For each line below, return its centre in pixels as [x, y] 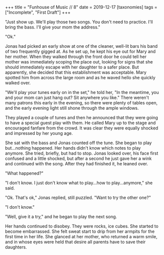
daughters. [16, 247]
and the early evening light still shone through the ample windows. [72, 108]
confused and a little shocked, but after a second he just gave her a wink [78, 159]
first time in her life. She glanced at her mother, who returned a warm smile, [81, 237]
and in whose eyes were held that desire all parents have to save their [75, 242]
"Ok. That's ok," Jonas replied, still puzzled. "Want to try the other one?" [78, 197]
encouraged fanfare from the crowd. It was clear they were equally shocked [82, 128]
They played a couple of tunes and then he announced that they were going [82, 117]
